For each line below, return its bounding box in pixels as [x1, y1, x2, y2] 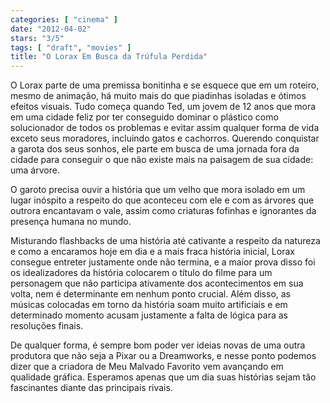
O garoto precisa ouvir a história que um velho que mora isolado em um [10, 184, 306, 196]
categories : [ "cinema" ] [10, 14, 118, 25]
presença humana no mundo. [10, 216, 132, 228]
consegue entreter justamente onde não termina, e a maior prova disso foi [10, 256, 316, 268]
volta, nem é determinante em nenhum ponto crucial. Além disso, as [10, 288, 291, 300]
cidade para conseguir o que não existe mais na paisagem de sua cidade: [10, 154, 314, 166]
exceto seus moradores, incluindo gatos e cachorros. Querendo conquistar [10, 132, 320, 145]
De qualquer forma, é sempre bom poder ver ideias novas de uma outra [10, 339, 306, 351]
